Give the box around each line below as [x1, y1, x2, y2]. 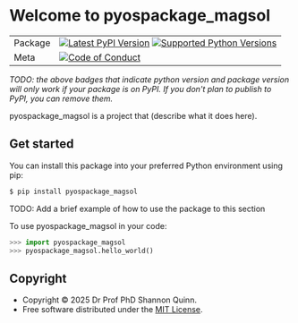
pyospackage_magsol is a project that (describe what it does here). [9, 110, 258, 121]
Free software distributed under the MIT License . [21, 304, 203, 315]
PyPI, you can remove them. [9, 93, 114, 104]
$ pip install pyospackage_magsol [9, 187, 139, 196]
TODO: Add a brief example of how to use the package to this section [9, 203, 266, 214]
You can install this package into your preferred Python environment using [9, 160, 284, 171]
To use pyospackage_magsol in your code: [9, 220, 167, 231]
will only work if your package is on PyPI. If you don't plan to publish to [9, 83, 272, 94]
